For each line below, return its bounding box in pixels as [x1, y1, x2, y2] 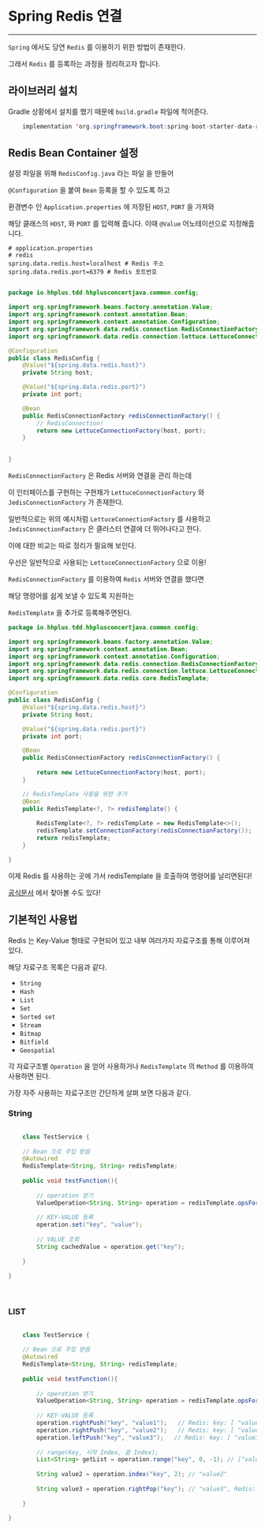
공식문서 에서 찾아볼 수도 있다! [8, 888, 101, 897]
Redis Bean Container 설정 [8, 147, 139, 160]
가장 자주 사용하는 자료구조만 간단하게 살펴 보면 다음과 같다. [8, 1088, 192, 1097]
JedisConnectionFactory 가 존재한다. [8, 498, 124, 507]
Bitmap [19, 1030, 42, 1037]
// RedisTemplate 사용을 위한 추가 [22, 790, 128, 798]
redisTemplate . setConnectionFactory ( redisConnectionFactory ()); [36, 827, 252, 835]
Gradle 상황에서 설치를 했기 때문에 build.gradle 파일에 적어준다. [8, 107, 209, 116]
